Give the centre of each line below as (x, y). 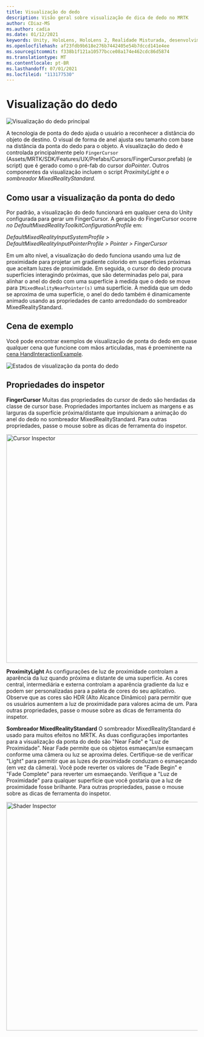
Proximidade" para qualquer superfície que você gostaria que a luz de (94, 780)
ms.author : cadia (28, 29)
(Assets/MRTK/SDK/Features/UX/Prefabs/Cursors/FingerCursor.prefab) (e (99, 159)
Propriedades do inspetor (56, 385)
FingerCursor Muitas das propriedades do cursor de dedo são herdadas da (101, 399)
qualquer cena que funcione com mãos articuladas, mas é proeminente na (99, 347)
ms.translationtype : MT (36, 57)
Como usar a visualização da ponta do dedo (91, 198)
